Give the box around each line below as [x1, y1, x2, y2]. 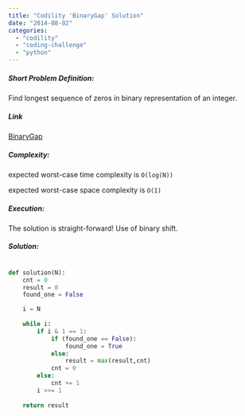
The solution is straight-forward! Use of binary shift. [8, 224, 178, 233]
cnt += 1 [50, 379, 80, 387]
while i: [22, 320, 52, 329]
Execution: [8, 204, 45, 213]
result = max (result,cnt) [64, 357, 151, 365]
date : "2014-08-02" [8, 19, 73, 27]
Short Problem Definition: [8, 73, 95, 83]
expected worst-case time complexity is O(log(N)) [8, 169, 173, 179]
